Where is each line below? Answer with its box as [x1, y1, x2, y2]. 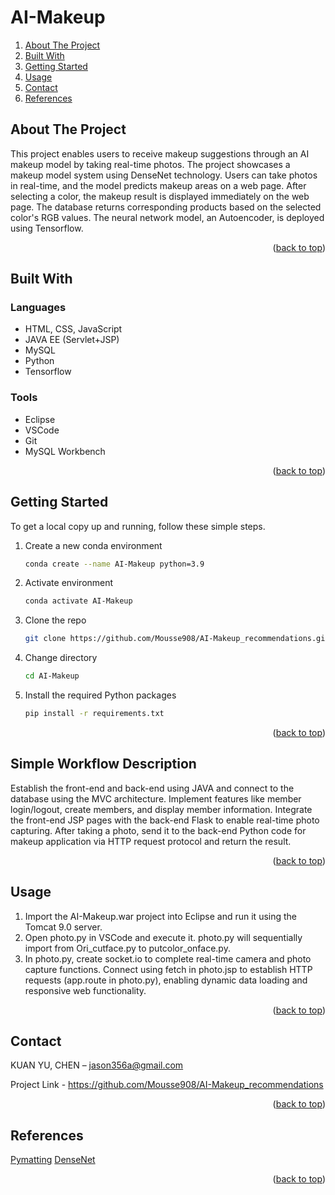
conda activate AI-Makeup [24, 596, 133, 606]
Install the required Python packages [24, 689, 177, 701]
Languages [10, 301, 67, 315]
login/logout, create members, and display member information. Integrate [10, 803, 313, 815]
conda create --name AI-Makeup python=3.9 [24, 559, 205, 569]
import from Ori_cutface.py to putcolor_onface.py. [24, 942, 231, 954]
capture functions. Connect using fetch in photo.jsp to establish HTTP [24, 963, 313, 975]
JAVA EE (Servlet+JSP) [24, 334, 120, 346]
